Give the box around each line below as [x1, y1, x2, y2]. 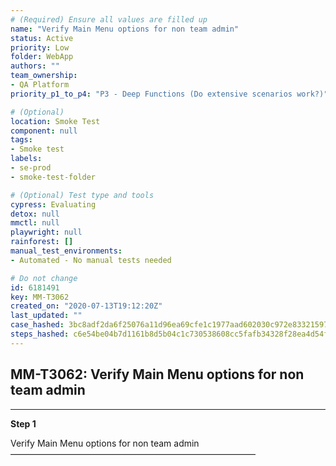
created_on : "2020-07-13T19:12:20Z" [10, 301, 163, 311]
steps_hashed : [10, 329, 70, 339]
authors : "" [10, 61, 60, 71]
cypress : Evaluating [10, 199, 97, 210]
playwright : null [10, 227, 83, 238]
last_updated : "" [10, 311, 83, 321]
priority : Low [10, 42, 70, 53]
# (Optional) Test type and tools [10, 190, 155, 200]
